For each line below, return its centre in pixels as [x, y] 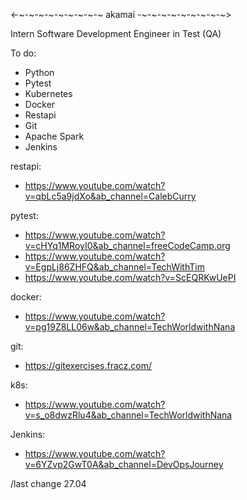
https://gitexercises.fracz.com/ [88, 365]
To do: [23, 53]
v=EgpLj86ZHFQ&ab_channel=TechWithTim [114, 267]
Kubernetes [48, 93]
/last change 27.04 [48, 483]
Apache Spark [54, 136]
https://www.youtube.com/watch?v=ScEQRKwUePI [130, 277]
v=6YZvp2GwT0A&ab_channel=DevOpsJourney [124, 464]
